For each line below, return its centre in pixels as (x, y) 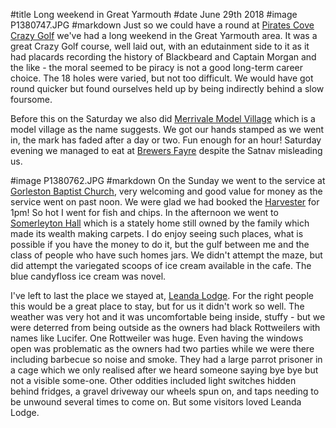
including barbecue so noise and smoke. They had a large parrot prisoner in (166, 359)
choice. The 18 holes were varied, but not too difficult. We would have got (162, 78)
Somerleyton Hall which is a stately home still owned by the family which (160, 223)
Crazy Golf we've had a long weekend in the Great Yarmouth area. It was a (164, 35)
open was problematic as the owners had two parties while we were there (162, 348)
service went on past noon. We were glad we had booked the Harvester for (165, 202)
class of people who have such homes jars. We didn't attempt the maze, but (166, 255)
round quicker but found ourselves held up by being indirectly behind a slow (167, 88)
